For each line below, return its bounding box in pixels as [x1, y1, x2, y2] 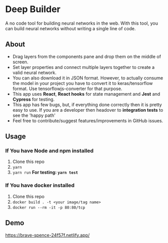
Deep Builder [5, 4, 61, 15]
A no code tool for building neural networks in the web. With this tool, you [5, 20, 158, 26]
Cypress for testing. [12, 96, 55, 102]
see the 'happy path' [12, 112, 56, 118]
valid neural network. [12, 69, 57, 75]
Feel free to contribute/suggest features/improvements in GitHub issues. [12, 117, 163, 124]
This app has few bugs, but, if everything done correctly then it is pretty [12, 102, 162, 108]
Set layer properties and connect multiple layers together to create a [12, 64, 155, 70]
